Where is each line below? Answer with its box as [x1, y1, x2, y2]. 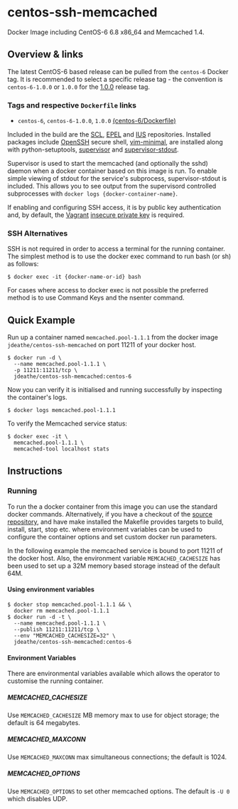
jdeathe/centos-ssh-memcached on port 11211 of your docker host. [7, 341, 197, 349]
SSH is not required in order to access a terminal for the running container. [7, 245, 225, 253]
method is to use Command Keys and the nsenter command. [7, 293, 185, 302]
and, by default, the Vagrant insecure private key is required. [7, 211, 185, 219]
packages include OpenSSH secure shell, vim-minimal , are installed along [7, 138, 224, 147]
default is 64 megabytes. [7, 719, 80, 727]
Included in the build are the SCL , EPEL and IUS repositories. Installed [7, 130, 211, 139]
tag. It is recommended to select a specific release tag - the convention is [7, 75, 223, 83]
